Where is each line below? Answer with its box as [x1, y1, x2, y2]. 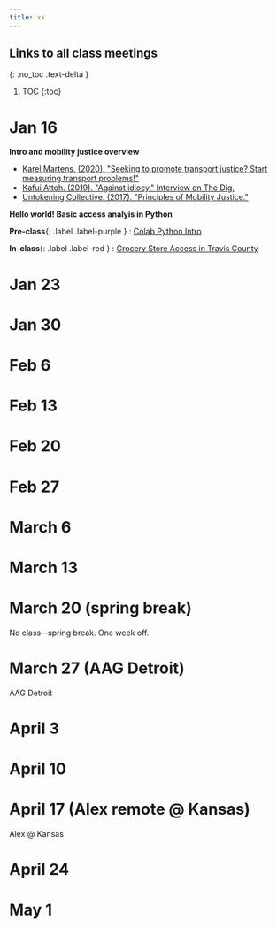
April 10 [9, 759, 66, 779]
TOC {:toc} [21, 86, 62, 97]
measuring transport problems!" [21, 173, 140, 184]
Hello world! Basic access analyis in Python [9, 209, 173, 219]
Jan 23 [9, 274, 61, 295]
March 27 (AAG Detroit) [9, 658, 185, 678]
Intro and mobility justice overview [9, 147, 140, 157]
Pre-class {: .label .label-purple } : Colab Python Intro [9, 226, 202, 237]
